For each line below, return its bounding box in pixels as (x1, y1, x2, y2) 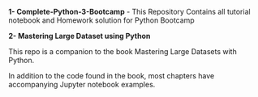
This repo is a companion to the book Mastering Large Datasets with (8, 47, 237, 56)
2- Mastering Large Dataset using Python (8, 32, 151, 40)
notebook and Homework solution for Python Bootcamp (8, 15, 195, 25)
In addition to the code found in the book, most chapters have (8, 71, 215, 80)
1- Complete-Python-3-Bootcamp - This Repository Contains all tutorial (8, 7, 251, 16)
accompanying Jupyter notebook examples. (8, 80, 156, 89)
